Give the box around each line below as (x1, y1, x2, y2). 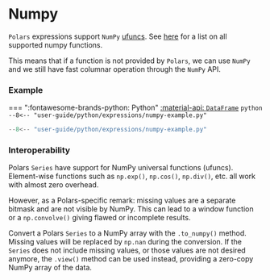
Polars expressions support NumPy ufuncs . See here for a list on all (8, 31, 227, 41)
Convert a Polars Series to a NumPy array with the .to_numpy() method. (8, 228, 247, 238)
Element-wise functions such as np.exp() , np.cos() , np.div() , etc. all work (8, 171, 256, 182)
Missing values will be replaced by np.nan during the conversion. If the (8, 237, 242, 247)
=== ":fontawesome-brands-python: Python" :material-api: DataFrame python (8, 102, 263, 113)
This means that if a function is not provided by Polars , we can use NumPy (8, 56, 251, 65)
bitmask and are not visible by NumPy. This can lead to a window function (8, 204, 254, 214)
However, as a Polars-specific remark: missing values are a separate (8, 195, 236, 206)
